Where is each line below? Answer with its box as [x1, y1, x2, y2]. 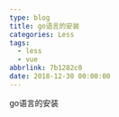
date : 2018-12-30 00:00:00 [9, 72, 111, 81]
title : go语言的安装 [9, 22, 79, 31]
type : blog [9, 13, 50, 22]
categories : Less [9, 30, 75, 39]
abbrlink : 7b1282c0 [9, 64, 83, 73]
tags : [9, 38, 30, 48]
